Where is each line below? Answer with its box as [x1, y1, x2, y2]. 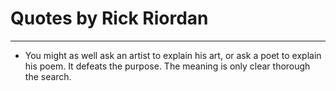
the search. [24, 70, 72, 82]
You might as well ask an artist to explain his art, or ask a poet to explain [24, 49, 322, 61]
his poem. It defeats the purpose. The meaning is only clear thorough [24, 60, 311, 72]
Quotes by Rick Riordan [10, 7, 209, 30]
